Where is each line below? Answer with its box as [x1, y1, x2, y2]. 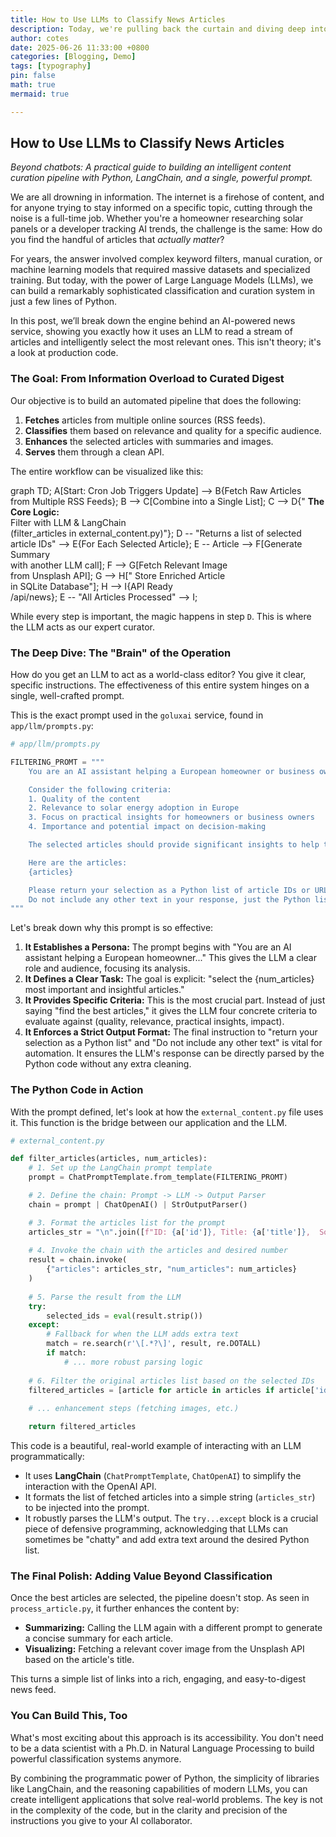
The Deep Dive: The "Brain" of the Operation [10, 646, 232, 660]
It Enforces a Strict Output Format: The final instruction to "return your [24, 1026, 318, 1038]
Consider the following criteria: [28, 784, 172, 795]
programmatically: [10, 1451, 85, 1463]
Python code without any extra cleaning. [24, 1058, 192, 1070]
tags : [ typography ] [10, 61, 92, 71]
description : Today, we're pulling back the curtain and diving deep [10, 24, 307, 34]
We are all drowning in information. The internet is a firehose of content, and [10, 191, 325, 203]
